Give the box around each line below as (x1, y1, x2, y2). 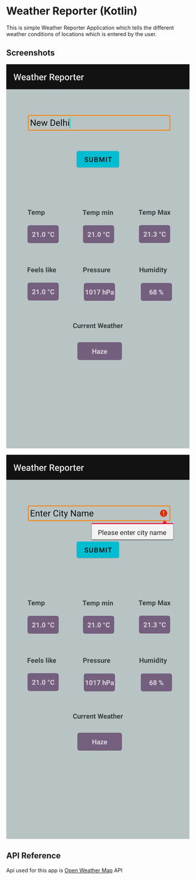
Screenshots (6, 48, 55, 58)
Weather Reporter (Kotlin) (6, 4, 138, 18)
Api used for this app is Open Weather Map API (6, 866, 123, 874)
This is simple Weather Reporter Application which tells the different (6, 24, 174, 31)
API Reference (6, 851, 61, 861)
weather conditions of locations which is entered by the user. (6, 30, 157, 37)
